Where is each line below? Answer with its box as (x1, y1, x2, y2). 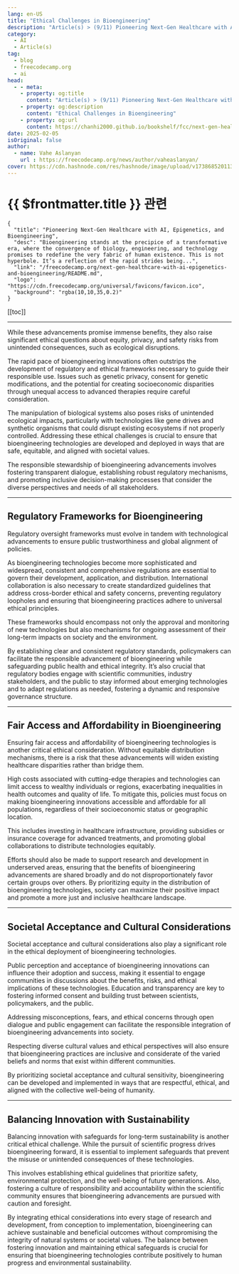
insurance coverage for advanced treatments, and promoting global (7, 834, 206, 842)
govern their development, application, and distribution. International (7, 574, 208, 582)
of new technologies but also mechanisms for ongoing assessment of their (7, 625, 226, 633)
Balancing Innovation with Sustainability (7, 1114, 190, 1126)
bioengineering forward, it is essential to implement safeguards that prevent (7, 1147, 230, 1156)
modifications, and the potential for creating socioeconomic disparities (7, 379, 215, 388)
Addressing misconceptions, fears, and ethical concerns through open (7, 1013, 215, 1021)
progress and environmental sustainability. (7, 1258, 132, 1267)
